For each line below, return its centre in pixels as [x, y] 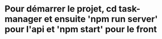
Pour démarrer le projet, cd [61, 9]
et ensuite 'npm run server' [101, 19]
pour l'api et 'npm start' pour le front [81, 29]
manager [23, 19]
